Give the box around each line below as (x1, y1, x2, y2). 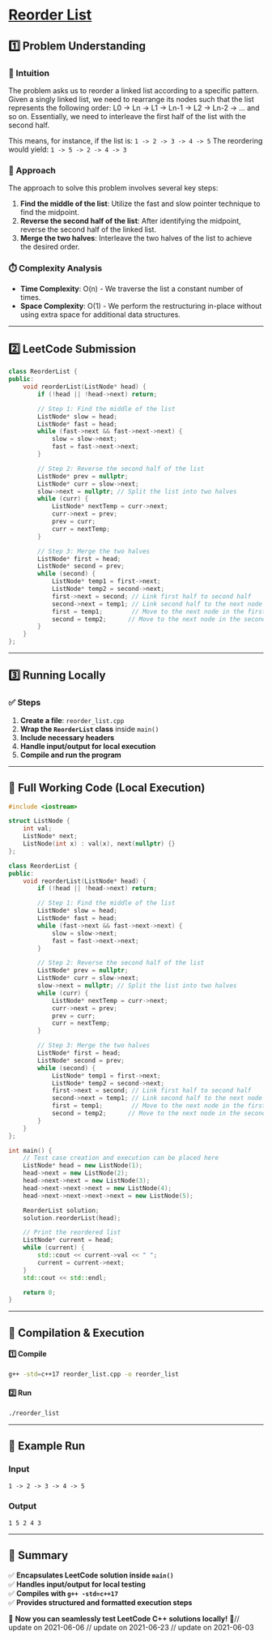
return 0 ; (23, 1288, 57, 1296)
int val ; (23, 824, 53, 833)
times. (19, 293, 41, 302)
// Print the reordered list (23, 1228, 121, 1237)
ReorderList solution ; (23, 1206, 100, 1214)
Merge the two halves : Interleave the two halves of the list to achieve (19, 233, 253, 243)
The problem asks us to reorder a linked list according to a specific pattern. (8, 85, 259, 95)
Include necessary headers (19, 732, 115, 743)
